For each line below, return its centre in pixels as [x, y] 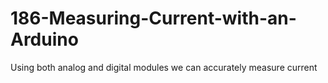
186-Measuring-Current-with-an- [153, 18]
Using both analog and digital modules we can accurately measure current [164, 67]
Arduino [44, 39]
